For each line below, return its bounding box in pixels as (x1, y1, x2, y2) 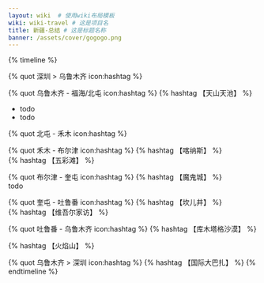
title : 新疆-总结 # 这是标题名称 (8, 26, 107, 34)
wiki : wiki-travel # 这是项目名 (8, 19, 109, 27)
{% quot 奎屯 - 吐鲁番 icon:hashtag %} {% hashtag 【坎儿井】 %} (8, 198, 223, 207)
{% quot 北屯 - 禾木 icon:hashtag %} (8, 129, 128, 138)
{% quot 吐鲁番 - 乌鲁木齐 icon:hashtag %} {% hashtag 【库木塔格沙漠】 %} (8, 225, 257, 234)
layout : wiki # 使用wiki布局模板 (8, 11, 115, 20)
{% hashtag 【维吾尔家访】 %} (8, 207, 109, 217)
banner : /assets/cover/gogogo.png (8, 33, 123, 42)
